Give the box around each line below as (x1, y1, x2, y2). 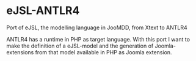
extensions (6, 48, 34, 56)
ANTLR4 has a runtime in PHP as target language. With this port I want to (6, 35, 191, 43)
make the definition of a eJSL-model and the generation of (6, 42, 154, 49)
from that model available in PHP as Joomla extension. (35, 48, 172, 56)
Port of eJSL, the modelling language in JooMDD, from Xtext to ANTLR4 (6, 24, 187, 31)
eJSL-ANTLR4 (6, 4, 80, 18)
